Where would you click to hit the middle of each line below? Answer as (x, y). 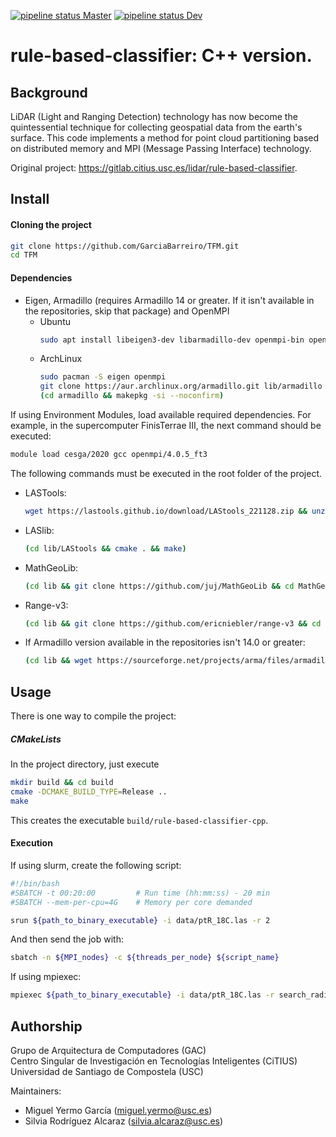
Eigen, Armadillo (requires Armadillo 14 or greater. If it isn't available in (169, 300)
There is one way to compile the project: (93, 716)
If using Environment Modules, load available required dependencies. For (161, 415)
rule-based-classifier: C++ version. (161, 56)
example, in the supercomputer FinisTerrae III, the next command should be (166, 426)
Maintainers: (36, 1091)
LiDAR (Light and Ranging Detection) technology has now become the (154, 116)
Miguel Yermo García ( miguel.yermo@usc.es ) (118, 1110)
